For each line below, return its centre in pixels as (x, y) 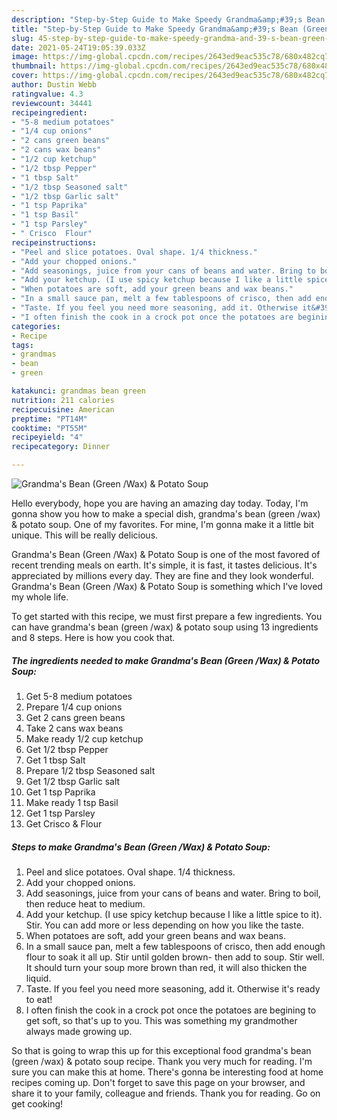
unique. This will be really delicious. (85, 535)
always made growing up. (79, 1031)
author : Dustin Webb (54, 85)
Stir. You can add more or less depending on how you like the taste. (164, 925)
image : (25, 57)
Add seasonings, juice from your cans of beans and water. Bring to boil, (173, 893)
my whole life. (40, 597)
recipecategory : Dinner (61, 447)
